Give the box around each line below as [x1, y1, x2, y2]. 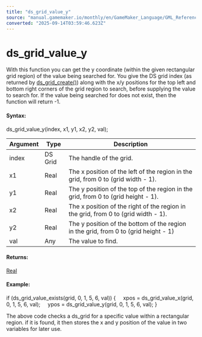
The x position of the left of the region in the [68, 167, 192, 176]
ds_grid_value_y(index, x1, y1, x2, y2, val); [6, 125, 108, 133]
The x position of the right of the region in [68, 202, 186, 210]
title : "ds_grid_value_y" [6, 8, 71, 15]
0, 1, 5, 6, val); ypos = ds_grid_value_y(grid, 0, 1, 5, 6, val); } [6, 300, 158, 308]
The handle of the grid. [68, 153, 133, 162]
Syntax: [6, 112, 26, 119]
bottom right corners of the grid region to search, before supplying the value [6, 85, 196, 92]
